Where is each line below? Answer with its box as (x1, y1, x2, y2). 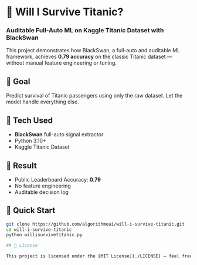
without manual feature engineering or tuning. (6, 59, 117, 66)
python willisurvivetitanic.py (6, 232, 83, 238)
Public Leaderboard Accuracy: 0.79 (14, 176, 101, 183)
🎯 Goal (6, 76, 30, 86)
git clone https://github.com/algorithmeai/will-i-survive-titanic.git (6, 221, 185, 227)
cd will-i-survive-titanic (6, 226, 72, 233)
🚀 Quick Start (6, 206, 56, 216)
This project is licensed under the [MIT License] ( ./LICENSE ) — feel (6, 253, 180, 259)
